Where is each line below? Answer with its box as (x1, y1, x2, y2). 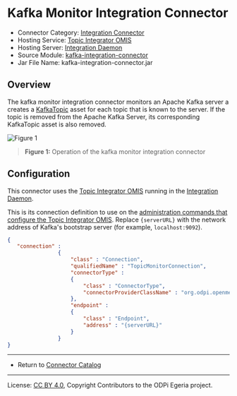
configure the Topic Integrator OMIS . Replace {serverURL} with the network (7, 215, 226, 224)
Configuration (7, 168, 71, 180)
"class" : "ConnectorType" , (83, 282, 166, 289)
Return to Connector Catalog (17, 361, 102, 369)
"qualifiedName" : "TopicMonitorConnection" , (70, 263, 207, 270)
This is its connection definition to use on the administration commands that (7, 208, 228, 216)
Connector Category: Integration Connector (17, 28, 145, 37)
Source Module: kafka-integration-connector (17, 51, 148, 59)
